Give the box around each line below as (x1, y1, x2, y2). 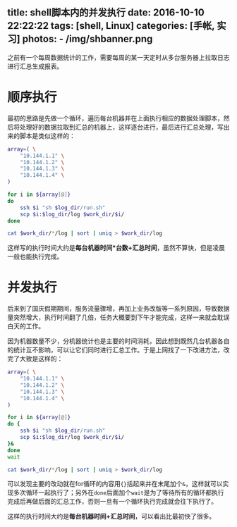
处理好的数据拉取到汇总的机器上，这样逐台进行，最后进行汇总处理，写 (19, 123, 224, 131)
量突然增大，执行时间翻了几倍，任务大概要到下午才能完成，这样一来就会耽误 (7, 313, 230, 322)
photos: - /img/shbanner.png (22, 33, 153, 45)
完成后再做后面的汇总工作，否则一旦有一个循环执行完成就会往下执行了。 (7, 497, 217, 506)
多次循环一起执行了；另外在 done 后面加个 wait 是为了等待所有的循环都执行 (13, 488, 224, 497)
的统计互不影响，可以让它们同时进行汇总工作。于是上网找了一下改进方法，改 (7, 346, 230, 354)
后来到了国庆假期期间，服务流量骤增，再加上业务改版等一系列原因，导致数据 (7, 304, 230, 313)
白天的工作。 (7, 322, 44, 330)
